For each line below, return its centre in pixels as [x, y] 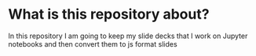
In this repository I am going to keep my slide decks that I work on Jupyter [128, 36]
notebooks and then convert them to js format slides [93, 44]
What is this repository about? [109, 14]
